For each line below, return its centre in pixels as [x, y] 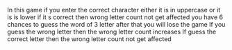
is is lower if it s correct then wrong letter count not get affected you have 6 [115, 17]
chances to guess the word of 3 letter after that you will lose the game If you [116, 24]
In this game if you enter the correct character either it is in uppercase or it [114, 10]
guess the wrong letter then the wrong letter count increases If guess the [112, 32]
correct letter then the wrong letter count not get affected [89, 39]
